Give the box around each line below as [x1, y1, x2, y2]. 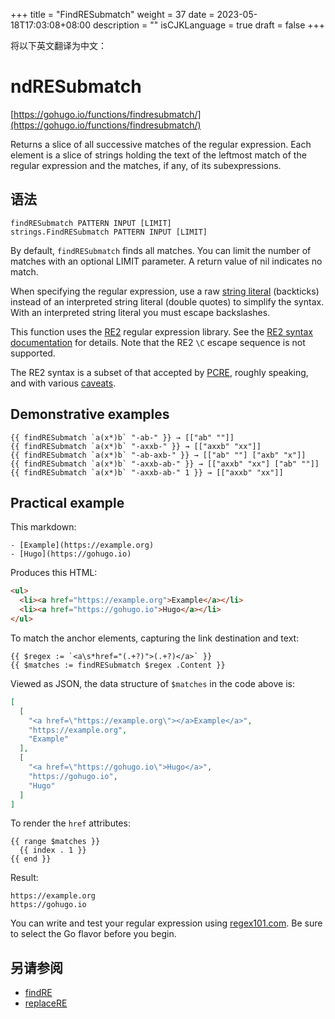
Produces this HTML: [10, 567, 98, 579]
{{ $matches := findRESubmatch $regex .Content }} [10, 660, 226, 670]
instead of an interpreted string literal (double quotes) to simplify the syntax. [10, 295, 325, 308]
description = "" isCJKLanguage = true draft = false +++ [92, 19, 326, 31]
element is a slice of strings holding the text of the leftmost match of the [10, 149, 307, 161]
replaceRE [24, 997, 68, 1009]
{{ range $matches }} [10, 837, 101, 847]
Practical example [10, 494, 125, 511]
